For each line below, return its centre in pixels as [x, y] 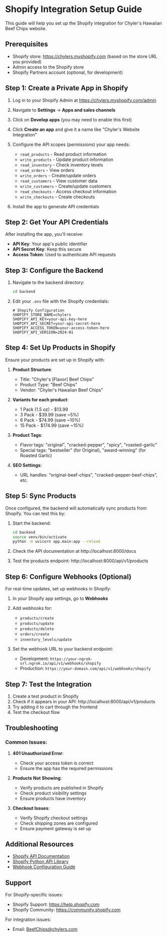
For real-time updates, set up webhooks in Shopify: [58, 589]
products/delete [37, 629]
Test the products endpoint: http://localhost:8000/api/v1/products [80, 561]
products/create [37, 618]
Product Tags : [27, 435]
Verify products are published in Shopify [62, 788]
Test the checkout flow [36, 712]
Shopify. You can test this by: [35, 513]
